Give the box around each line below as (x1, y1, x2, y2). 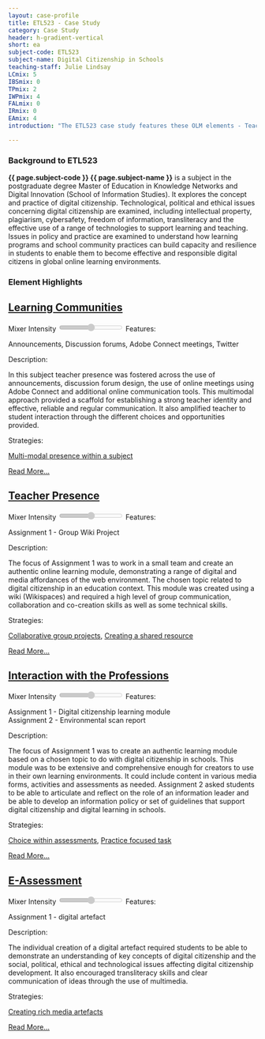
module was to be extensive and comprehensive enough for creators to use (8, 763, 254, 773)
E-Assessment (8, 874, 83, 887)
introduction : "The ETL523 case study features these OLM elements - (8, 122, 242, 130)
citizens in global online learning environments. (8, 257, 162, 266)
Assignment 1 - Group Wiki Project (8, 527, 120, 537)
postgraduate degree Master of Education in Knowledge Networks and (8, 181, 238, 191)
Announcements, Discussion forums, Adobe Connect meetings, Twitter (8, 339, 239, 349)
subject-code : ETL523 (8, 48, 80, 56)
